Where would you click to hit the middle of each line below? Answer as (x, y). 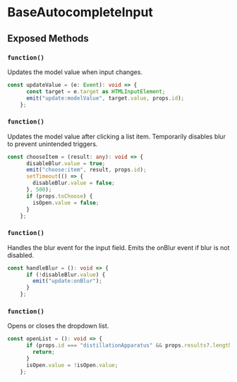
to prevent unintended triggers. (53, 144)
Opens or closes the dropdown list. (58, 326)
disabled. (20, 255)
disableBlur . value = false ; (74, 183)
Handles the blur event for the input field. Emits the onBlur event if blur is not (119, 247)
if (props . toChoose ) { (59, 196)
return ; (44, 352)
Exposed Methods (48, 38)
